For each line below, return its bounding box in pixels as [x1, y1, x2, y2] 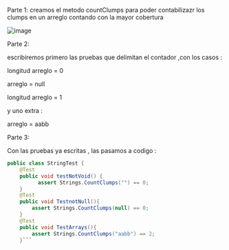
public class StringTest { [7, 160, 85, 167]
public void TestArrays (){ [19, 224, 97, 231]
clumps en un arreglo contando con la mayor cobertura [7, 13, 164, 21]
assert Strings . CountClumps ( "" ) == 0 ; [37, 179, 149, 186]
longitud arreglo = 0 [7, 67, 64, 74]
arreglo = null [7, 80, 45, 88]
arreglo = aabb [7, 120, 50, 128]
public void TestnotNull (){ [19, 198, 100, 205]
